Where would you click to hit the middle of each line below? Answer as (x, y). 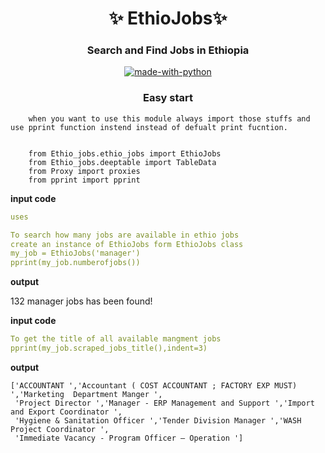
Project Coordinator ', (60, 429)
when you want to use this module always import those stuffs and (169, 118)
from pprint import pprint (84, 180)
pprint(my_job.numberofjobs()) (75, 263)
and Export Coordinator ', (66, 412)
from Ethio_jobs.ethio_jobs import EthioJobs (125, 153)
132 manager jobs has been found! (81, 301)
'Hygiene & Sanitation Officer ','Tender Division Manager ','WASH (158, 420)
